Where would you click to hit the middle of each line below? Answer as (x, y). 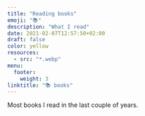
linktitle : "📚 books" (40, 85)
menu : (15, 66)
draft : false (26, 40)
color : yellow (28, 46)
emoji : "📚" (24, 20)
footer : (25, 72)
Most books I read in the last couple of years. (73, 105)
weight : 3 (34, 79)
